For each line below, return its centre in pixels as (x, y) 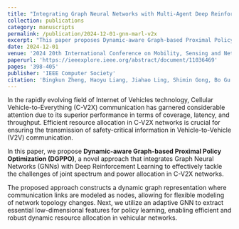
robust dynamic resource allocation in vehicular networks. (92, 218)
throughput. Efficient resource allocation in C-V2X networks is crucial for (114, 123)
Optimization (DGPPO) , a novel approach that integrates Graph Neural (111, 159)
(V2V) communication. (40, 138)
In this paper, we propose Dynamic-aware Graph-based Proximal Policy (115, 151)
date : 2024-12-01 (33, 47)
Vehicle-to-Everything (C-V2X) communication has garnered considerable (116, 108)
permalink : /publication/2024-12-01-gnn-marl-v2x (83, 34)
